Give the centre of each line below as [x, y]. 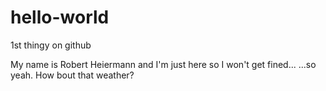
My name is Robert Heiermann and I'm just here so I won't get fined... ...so [163, 64]
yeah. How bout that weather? [72, 75]
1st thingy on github [51, 45]
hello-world [60, 17]
